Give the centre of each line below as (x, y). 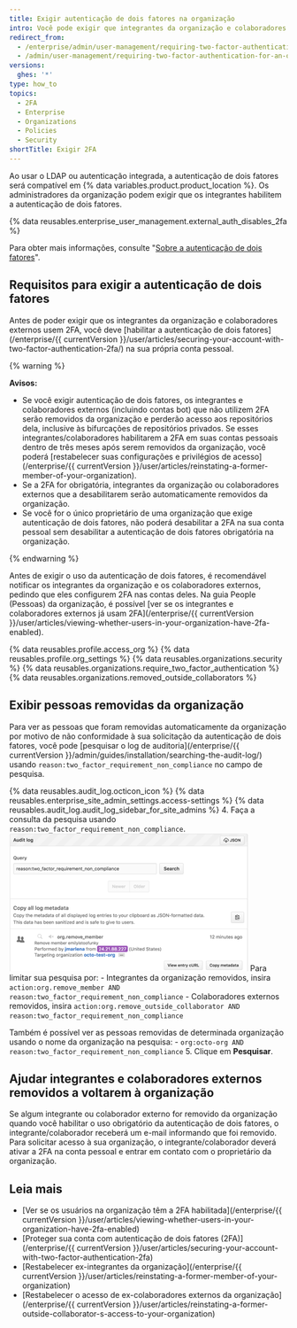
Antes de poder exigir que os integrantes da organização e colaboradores (144, 320)
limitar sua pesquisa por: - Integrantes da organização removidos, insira (140, 977)
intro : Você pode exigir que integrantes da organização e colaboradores (148, 28)
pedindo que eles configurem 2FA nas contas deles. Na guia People (133, 594)
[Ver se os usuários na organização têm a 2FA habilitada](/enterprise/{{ (152, 1210)
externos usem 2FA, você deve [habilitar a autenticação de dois (125, 330)
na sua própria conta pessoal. (180, 348)
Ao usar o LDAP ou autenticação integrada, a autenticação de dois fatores (144, 175)
